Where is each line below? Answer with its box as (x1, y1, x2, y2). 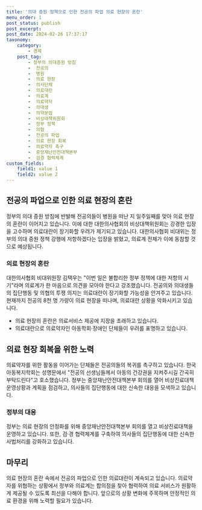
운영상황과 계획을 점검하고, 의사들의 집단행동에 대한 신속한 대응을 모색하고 (6, 384, 180, 391)
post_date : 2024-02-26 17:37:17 (6, 31, 87, 37)
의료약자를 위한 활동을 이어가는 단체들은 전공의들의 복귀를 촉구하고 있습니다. (6, 361, 185, 368)
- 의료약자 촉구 (28, 143, 64, 150)
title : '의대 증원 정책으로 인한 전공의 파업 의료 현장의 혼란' (6, 8, 144, 15)
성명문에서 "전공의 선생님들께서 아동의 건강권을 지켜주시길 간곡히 (42, 369, 194, 376)
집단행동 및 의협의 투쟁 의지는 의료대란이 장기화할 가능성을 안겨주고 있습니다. (12, 289, 193, 296)
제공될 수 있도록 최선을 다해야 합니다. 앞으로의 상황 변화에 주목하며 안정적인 (12, 489, 190, 497)
